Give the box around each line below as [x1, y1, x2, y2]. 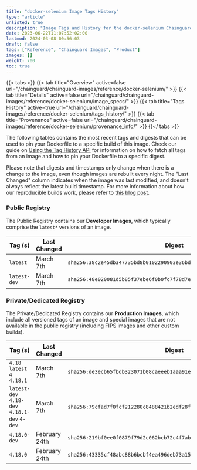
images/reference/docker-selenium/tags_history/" [6, 110, 127, 117]
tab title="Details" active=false [6, 92, 80, 99]
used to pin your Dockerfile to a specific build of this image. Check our [6, 140, 177, 147]
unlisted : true [6, 19, 43, 25]
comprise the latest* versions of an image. [6, 224, 111, 231]
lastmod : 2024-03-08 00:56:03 [6, 36, 80, 42]
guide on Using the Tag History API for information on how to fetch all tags [6, 147, 186, 154]
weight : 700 [6, 58, 35, 63]
